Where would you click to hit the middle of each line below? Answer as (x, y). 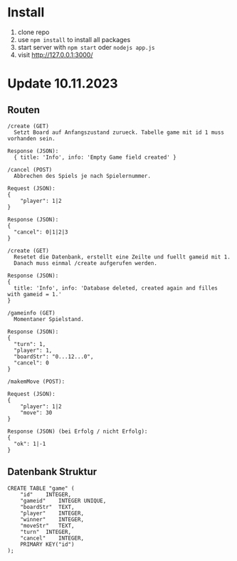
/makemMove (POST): (36, 382)
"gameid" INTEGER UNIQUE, (63, 500)
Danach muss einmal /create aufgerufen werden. (86, 263)
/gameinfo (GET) (31, 313)
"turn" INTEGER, (46, 532)
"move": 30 (36, 413)
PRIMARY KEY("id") (47, 544)
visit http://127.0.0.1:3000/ (55, 55)
